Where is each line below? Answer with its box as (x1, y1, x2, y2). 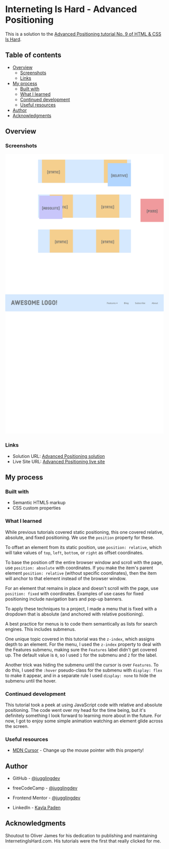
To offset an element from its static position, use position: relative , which (5, 544, 162, 550)
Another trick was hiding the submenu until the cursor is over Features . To (5, 661, 159, 668)
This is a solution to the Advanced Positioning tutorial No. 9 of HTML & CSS (5, 31, 161, 37)
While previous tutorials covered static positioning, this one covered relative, (5, 529, 163, 535)
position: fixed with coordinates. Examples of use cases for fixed (5, 590, 144, 596)
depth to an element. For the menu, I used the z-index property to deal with (5, 641, 161, 647)
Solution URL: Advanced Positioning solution (12, 453, 105, 459)
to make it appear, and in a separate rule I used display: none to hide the (5, 672, 156, 679)
